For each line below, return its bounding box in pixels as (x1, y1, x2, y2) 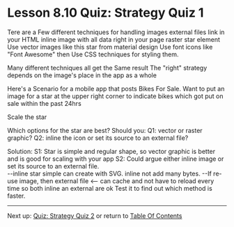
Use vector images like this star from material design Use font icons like (7, 42, 213, 51)
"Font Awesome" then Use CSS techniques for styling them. (7, 50, 179, 58)
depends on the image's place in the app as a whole (7, 71, 157, 79)
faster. (7, 191, 26, 200)
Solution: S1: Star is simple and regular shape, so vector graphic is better (7, 147, 216, 155)
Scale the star (7, 113, 47, 121)
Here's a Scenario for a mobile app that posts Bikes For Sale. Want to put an (7, 84, 225, 93)
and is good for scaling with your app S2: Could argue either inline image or (7, 155, 224, 163)
